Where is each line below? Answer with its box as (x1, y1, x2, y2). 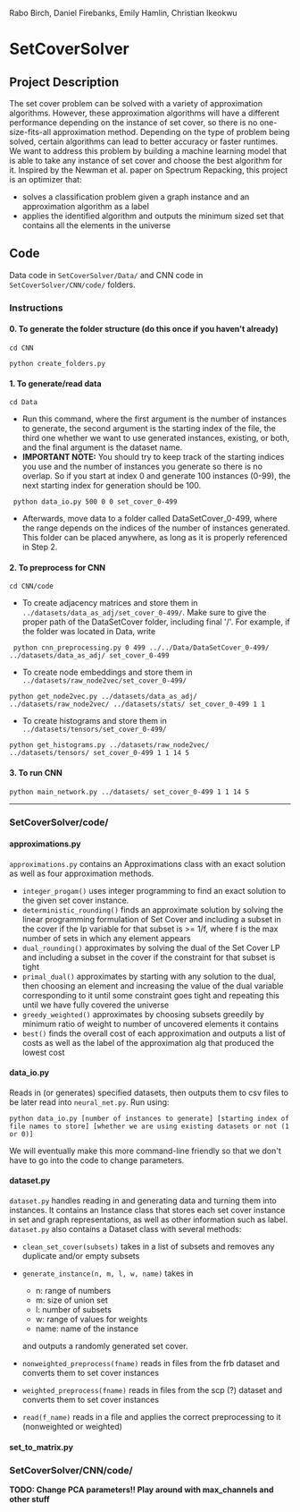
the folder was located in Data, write (21, 626, 156, 637)
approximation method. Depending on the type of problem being (53, 127, 290, 137)
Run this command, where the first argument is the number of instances (21, 413, 287, 424)
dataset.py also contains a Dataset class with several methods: (9, 1224, 242, 1235)
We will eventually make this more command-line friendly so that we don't (9, 1145, 281, 1156)
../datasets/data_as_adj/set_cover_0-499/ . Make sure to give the (21, 607, 267, 618)
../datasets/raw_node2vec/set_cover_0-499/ (21, 676, 187, 685)
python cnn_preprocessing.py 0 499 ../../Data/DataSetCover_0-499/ (12, 643, 270, 652)
